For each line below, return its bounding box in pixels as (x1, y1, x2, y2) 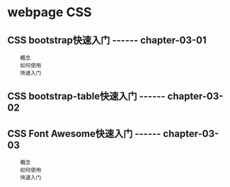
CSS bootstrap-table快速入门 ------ (7, 90, 166, 102)
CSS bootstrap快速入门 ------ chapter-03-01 (7, 34, 207, 46)
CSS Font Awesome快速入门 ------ (7, 128, 161, 140)
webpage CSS (7, 4, 92, 20)
